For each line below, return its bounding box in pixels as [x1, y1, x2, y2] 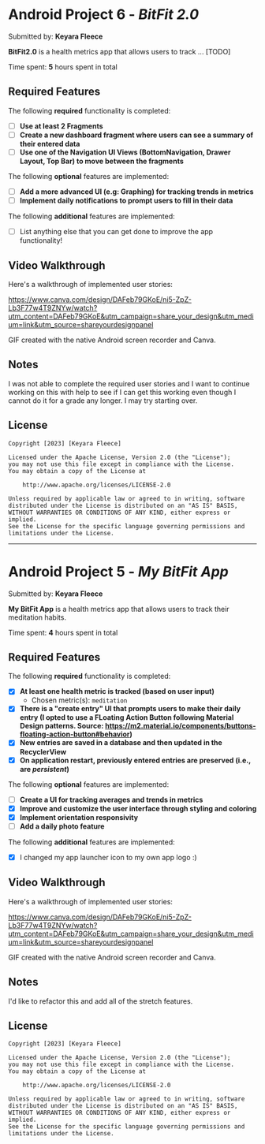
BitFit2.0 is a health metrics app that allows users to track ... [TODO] [8, 47, 231, 56]
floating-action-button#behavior [19, 729, 130, 739]
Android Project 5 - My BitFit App [8, 562, 229, 580]
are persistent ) [19, 764, 69, 773]
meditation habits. [8, 613, 67, 622]
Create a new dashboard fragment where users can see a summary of [19, 130, 254, 140]
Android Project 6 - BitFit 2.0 [8, 6, 200, 24]
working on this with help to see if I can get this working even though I [8, 387, 237, 397]
